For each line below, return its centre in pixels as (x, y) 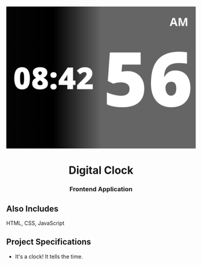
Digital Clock (101, 170)
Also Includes (32, 209)
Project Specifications (49, 242)
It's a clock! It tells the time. (49, 256)
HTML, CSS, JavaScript (35, 223)
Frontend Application (101, 189)
